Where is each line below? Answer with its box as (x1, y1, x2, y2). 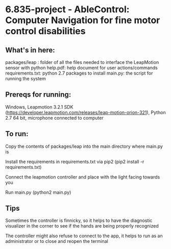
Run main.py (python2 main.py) (5, 189, 71, 195)
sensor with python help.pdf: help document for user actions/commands (5, 65, 158, 71)
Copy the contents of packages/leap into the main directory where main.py (5, 143, 163, 149)
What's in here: (5, 46, 55, 54)
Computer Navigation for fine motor (5, 14, 160, 26)
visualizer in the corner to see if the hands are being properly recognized (5, 223, 159, 229)
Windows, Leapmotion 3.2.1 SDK (5, 104, 74, 110)
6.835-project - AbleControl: (5, 4, 130, 15)
